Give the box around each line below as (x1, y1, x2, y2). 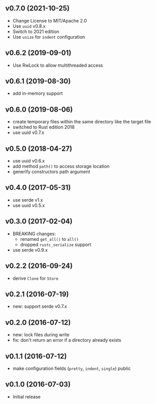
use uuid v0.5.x (12, 202, 45, 208)
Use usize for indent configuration (12, 34, 85, 40)
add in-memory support (12, 90, 63, 96)
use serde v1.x (12, 197, 43, 203)
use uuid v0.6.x (12, 158, 45, 164)
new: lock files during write (12, 332, 70, 338)
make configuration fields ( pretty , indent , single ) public (12, 365, 131, 371)
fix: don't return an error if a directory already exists (12, 337, 121, 343)
